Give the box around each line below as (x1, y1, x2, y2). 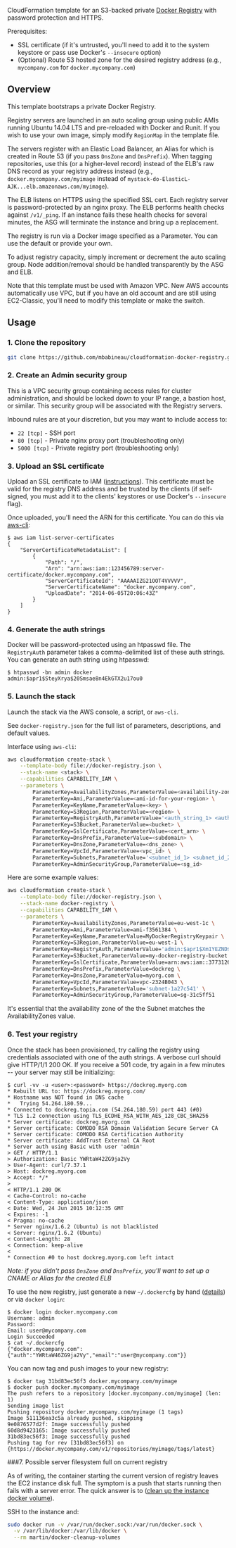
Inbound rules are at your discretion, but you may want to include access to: (7, 415, 228, 423)
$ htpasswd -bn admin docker (7, 669, 93, 677)
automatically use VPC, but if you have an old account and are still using (7, 289, 216, 297)
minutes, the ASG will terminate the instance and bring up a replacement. (7, 218, 219, 226)
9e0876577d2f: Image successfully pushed (7, 1421, 131, 1428)
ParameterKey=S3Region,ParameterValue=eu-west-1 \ (32, 939, 184, 946)
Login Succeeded (7, 1333, 55, 1340)
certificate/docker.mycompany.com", (7, 571, 114, 578)
